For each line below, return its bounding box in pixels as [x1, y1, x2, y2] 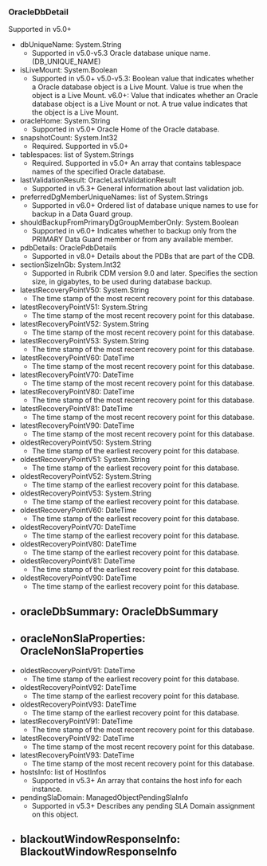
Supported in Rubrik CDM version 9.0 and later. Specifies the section [31, 268, 258, 278]
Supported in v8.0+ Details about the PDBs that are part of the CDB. [31, 252, 255, 261]
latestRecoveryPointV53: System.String [19, 336, 150, 346]
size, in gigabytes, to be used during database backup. [31, 277, 213, 287]
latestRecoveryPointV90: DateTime [19, 421, 135, 430]
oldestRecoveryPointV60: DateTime [19, 505, 137, 515]
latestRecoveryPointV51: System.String [19, 302, 148, 312]
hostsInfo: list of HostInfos [19, 767, 107, 777]
